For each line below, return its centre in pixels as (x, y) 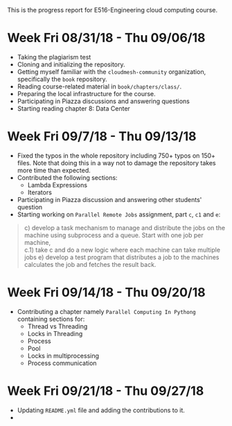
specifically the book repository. (62, 79)
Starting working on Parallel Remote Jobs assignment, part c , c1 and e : (119, 214)
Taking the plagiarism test (54, 57)
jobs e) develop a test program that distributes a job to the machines (122, 257)
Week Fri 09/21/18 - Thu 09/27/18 (106, 391)
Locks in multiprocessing (63, 355)
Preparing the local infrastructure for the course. (86, 93)
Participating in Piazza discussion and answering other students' (109, 199)
